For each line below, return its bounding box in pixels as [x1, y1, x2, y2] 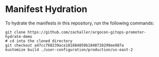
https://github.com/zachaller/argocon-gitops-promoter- [27, 29, 146, 34]
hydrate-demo [5, 34, 32, 39]
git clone [5, 29, 26, 34]
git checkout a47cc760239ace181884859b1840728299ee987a [5, 42, 124, 48]
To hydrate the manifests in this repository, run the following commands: [5, 20, 154, 26]
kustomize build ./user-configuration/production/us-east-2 [5, 47, 133, 52]
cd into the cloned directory [9, 38, 72, 43]
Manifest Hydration [5, 3, 87, 15]
